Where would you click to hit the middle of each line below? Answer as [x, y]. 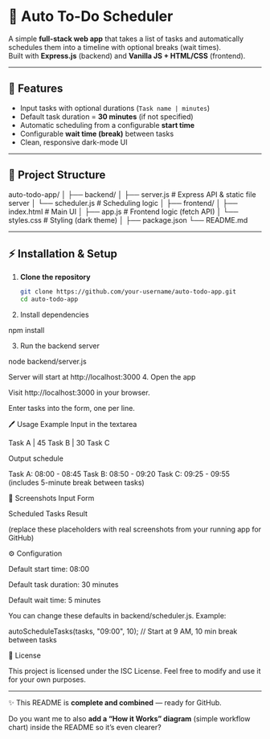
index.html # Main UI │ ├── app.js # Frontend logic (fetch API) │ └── [123, 211]
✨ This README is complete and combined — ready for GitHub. [115, 703]
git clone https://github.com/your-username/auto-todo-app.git [128, 292]
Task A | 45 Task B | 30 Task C [59, 443]
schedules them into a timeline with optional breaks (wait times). [115, 47]
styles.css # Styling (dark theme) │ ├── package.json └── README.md [128, 220]
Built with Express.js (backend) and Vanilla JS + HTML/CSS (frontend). [127, 55]
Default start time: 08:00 [49, 569]
